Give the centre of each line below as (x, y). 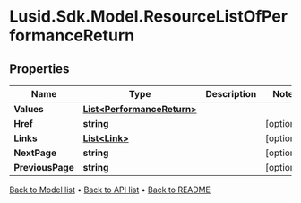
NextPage (35, 153)
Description (231, 94)
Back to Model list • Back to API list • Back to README (110, 190)
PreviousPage (44, 168)
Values (29, 109)
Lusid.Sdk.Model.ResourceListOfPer (149, 17)
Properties (39, 69)
